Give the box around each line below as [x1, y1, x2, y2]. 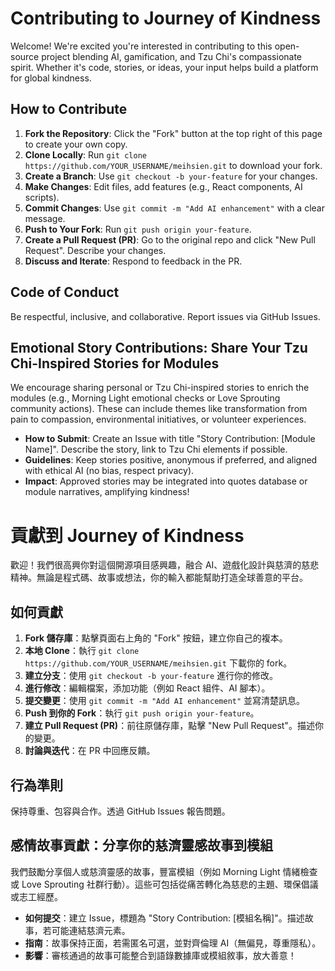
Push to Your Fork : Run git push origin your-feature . [24, 223, 252, 235]
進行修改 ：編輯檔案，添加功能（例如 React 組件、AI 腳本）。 [24, 682, 271, 694]
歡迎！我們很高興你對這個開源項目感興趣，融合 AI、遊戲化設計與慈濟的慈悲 [10, 559, 320, 571]
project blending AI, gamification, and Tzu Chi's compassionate [41, 50, 303, 62]
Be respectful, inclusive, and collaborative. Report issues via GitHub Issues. [10, 310, 321, 322]
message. [24, 212, 66, 224]
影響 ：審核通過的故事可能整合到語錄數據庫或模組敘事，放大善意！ [24, 949, 297, 961]
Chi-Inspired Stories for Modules [10, 355, 220, 372]
